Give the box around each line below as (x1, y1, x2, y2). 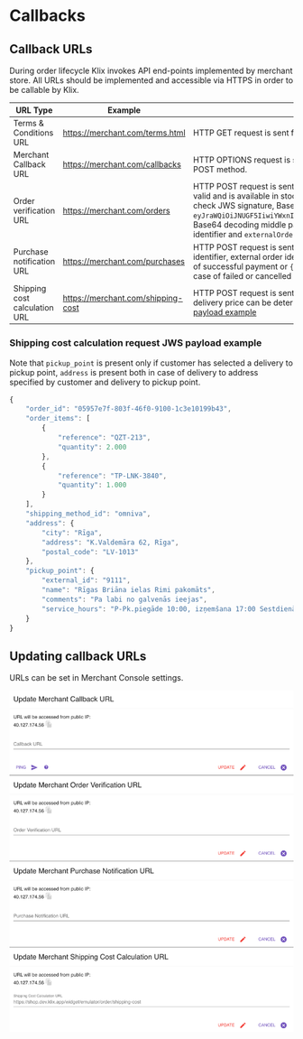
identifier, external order (193, 251, 283, 262)
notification (13, 256, 56, 266)
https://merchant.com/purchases (62, 256, 185, 266)
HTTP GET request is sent (193, 127, 289, 138)
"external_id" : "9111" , (41, 576, 131, 585)
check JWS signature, (193, 200, 275, 211)
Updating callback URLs (9, 648, 147, 663)
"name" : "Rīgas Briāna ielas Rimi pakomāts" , (41, 586, 216, 595)
